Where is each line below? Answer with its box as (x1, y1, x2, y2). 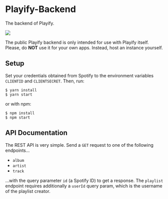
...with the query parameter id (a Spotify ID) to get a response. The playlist (5, 177, 163, 183)
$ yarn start (5, 92, 33, 97)
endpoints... (5, 147, 30, 153)
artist (12, 163, 27, 168)
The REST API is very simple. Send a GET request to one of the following (5, 142, 154, 148)
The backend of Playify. (5, 20, 54, 26)
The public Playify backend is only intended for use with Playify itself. (5, 39, 149, 45)
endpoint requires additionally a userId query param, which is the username (5, 182, 162, 189)
